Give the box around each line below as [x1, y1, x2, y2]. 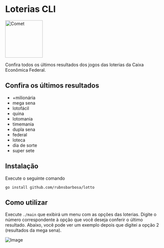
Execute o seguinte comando [5, 175, 65, 181]
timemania [12, 121, 34, 127]
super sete [12, 147, 35, 153]
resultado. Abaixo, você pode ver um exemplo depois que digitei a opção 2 [5, 222, 160, 228]
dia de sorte [12, 142, 37, 148]
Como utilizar [5, 198, 48, 207]
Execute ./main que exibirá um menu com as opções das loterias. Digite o [5, 212, 157, 218]
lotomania [12, 116, 33, 122]
